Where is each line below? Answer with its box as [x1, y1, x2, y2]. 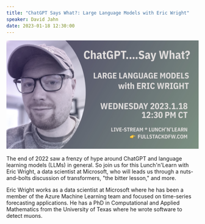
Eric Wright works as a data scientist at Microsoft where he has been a [6, 186, 184, 193]
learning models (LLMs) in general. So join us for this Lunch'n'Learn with [6, 161, 189, 168]
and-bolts [6, 174, 31, 181]
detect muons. [6, 212, 43, 219]
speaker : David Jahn [6, 16, 59, 23]
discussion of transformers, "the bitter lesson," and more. [32, 174, 177, 181]
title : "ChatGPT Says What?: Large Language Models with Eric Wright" [6, 10, 190, 16]
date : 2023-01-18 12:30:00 [6, 23, 75, 29]
